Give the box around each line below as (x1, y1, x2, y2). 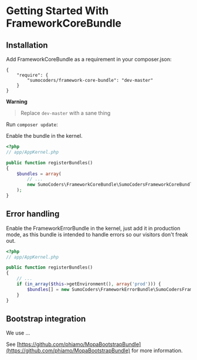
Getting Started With (6, 4, 109, 18)
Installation (6, 40, 48, 50)
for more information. (131, 347, 183, 354)
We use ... (6, 329, 30, 336)
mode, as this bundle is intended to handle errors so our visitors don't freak (6, 231, 188, 238)
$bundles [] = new (27, 286, 69, 292)
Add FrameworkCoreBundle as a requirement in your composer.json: (6, 56, 172, 62)
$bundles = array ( (16, 171, 62, 177)
